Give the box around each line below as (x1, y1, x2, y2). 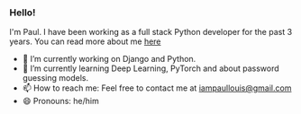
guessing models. (22, 73, 88, 83)
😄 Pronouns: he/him (22, 96, 99, 107)
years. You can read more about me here (9, 36, 161, 47)
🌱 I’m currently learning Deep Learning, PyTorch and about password (22, 63, 279, 74)
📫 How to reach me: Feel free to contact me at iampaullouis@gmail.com (22, 83, 292, 93)
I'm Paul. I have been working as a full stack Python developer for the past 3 (9, 27, 293, 38)
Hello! (9, 6, 36, 19)
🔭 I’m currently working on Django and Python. (22, 54, 196, 65)
